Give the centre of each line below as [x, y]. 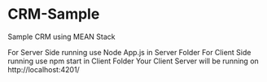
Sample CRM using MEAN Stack [61, 37]
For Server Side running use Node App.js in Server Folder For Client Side [129, 52]
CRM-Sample [54, 14]
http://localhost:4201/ [44, 69]
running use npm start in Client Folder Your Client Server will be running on [133, 61]
